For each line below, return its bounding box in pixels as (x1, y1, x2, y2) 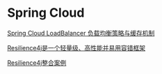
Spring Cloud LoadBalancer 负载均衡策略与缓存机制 (7, 29, 155, 37)
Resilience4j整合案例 (7, 58, 67, 67)
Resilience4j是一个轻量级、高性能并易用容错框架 (7, 43, 146, 52)
